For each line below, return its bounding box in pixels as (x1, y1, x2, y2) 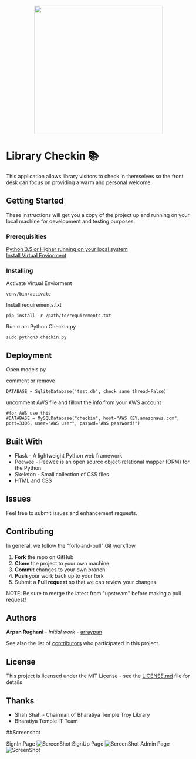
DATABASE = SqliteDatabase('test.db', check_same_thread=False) (6, 389, 167, 395)
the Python (14, 464, 42, 472)
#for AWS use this (6, 411, 51, 416)
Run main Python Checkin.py (6, 323, 76, 330)
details (6, 679, 22, 686)
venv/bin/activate (6, 291, 51, 297)
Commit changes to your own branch (14, 566, 106, 573)
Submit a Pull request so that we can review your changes (14, 578, 157, 585)
